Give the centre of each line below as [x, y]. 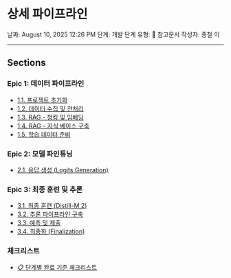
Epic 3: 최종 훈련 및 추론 [45, 189]
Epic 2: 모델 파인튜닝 [40, 154]
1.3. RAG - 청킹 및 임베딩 [50, 117]
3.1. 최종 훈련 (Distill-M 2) [52, 206]
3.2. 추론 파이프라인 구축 [50, 214]
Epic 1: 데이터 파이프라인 [46, 84]
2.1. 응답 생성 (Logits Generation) [63, 170]
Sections [26, 63]
